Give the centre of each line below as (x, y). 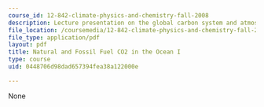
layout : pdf (27, 45)
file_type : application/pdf (54, 37)
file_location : (33, 30)
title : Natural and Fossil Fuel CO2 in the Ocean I (94, 52)
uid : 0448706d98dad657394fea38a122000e (73, 67)
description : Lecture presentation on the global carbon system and (123, 23)
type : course (29, 60)
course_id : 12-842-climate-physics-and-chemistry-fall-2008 (109, 15)
